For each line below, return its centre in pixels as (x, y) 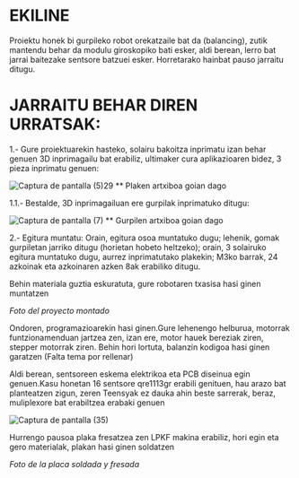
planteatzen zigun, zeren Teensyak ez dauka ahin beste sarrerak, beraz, (143, 393)
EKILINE (40, 16)
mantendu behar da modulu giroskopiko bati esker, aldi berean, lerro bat (143, 49)
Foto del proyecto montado (60, 310)
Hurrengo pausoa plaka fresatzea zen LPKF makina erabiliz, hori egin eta (145, 437)
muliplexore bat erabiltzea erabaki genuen (87, 402)
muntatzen (29, 293)
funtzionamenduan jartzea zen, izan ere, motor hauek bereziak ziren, (136, 337)
